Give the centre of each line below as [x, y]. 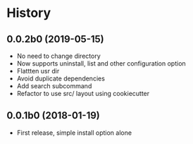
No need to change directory [59, 56]
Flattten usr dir [38, 71]
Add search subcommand [54, 86]
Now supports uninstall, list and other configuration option [101, 64]
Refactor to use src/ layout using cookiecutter [83, 94]
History [29, 13]
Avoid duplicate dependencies [61, 78]
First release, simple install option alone [74, 133]
